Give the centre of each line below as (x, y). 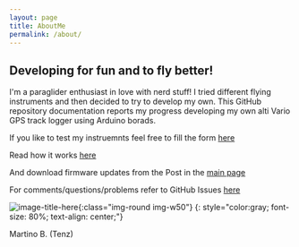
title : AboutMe (38, 26)
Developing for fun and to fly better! (111, 70)
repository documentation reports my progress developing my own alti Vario (150, 111)
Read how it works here (53, 155)
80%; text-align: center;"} (76, 217)
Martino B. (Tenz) (42, 234)
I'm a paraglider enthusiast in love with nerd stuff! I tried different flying (140, 92)
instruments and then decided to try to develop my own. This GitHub (136, 102)
